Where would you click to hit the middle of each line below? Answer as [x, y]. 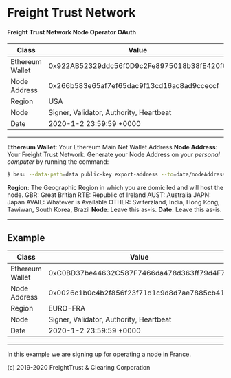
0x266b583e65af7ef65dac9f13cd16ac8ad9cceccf [134, 86]
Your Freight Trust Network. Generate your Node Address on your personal [113, 155]
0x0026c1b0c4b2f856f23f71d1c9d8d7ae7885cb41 [137, 293]
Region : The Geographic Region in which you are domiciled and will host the [115, 188]
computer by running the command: [58, 162]
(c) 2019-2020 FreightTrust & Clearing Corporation [79, 368]
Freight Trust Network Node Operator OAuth [71, 32]
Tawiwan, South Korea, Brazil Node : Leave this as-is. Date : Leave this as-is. [114, 210]
